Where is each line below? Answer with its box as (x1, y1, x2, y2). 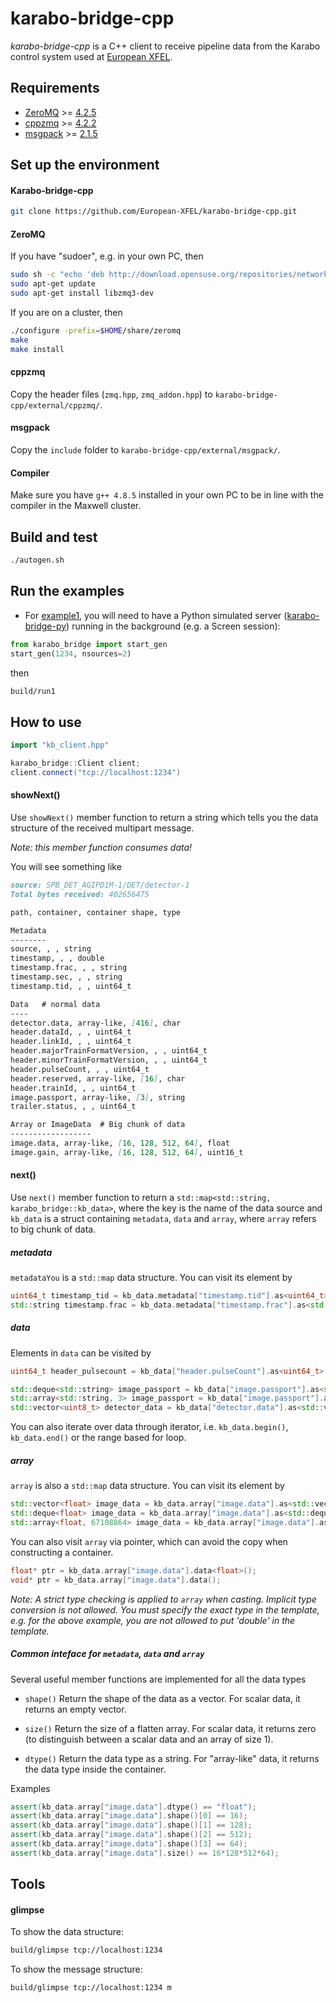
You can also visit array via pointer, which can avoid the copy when (10, 1535, 288, 1547)
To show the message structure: (10, 1963, 143, 1976)
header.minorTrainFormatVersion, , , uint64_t (10, 1055, 208, 1066)
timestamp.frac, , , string (10, 963, 128, 973)
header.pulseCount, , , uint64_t (10, 1064, 150, 1074)
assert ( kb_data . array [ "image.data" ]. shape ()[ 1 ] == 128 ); (10, 1820, 253, 1831)
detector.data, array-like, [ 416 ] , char (10, 1018, 182, 1028)
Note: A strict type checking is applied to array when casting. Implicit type (10, 1593, 317, 1605)
